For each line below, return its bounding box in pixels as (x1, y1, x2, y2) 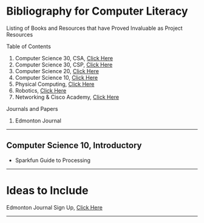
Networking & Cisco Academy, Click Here (15, 93, 120, 101)
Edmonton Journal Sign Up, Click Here (6, 204, 103, 211)
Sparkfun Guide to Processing (15, 157, 91, 164)
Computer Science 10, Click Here (15, 74, 98, 81)
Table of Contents (6, 43, 52, 50)
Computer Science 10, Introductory (6, 140, 142, 150)
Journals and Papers (6, 105, 58, 112)
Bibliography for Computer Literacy (6, 4, 188, 18)
